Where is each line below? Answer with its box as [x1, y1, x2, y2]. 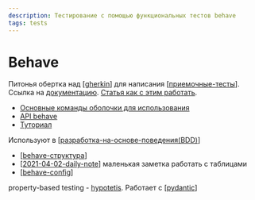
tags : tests [8, 19, 48, 27]
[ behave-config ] [19, 167, 74, 177]
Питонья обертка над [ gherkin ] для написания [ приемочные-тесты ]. [8, 79, 240, 89]
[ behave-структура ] [19, 151, 87, 160]
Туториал [19, 120, 52, 129]
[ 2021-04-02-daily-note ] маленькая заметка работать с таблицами [19, 160, 248, 169]
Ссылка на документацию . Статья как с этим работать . [8, 88, 198, 98]
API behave [19, 112, 58, 121]
